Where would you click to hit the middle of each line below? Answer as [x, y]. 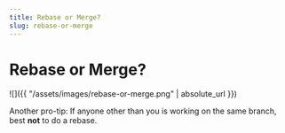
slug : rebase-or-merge [51, 26]
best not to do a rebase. [53, 121]
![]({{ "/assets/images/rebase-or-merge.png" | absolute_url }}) [123, 94]
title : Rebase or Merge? [55, 17]
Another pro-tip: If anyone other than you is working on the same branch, [143, 111]
